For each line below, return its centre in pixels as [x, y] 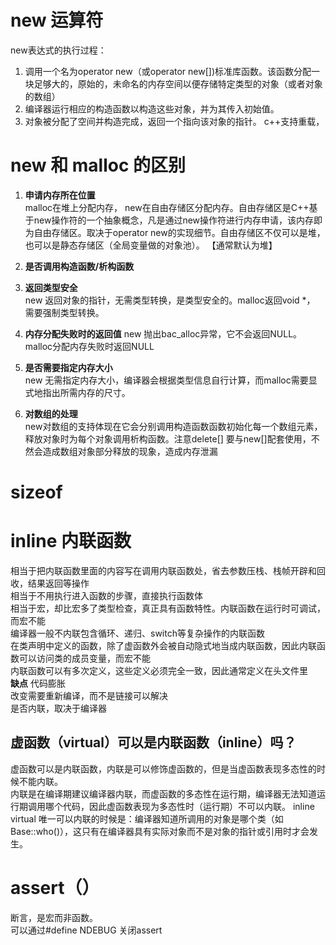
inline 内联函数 [71, 541]
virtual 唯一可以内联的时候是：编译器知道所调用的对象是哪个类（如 [147, 818]
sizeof [36, 492]
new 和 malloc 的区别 [98, 165]
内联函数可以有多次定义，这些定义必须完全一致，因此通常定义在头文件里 [159, 670]
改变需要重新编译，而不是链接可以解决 [89, 695]
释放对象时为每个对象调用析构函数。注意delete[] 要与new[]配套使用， [168, 438]
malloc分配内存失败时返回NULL [89, 346]
